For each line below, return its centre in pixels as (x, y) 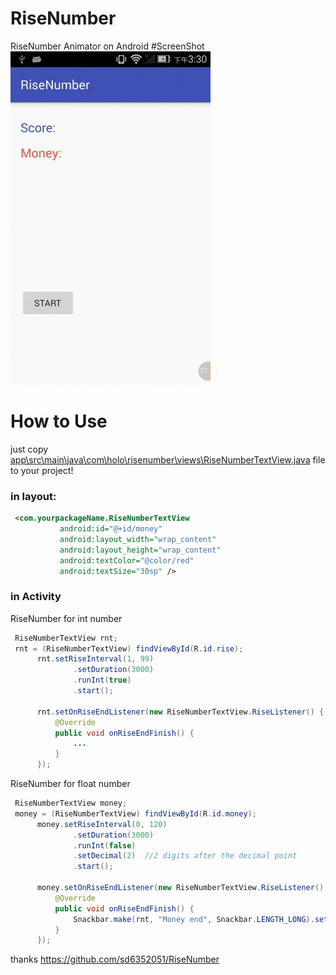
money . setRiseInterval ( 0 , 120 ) (102, 824)
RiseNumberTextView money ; (71, 803)
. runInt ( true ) (102, 680)
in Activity (36, 597)
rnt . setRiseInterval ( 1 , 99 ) (95, 659)
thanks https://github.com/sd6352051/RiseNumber (115, 959)
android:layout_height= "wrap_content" (140, 550)
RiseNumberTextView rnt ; (66, 638)
